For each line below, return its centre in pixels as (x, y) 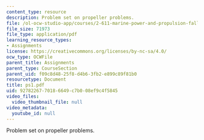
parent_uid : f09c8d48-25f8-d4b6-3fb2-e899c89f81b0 (72, 74)
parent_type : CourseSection (42, 68)
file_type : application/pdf (42, 35)
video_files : (23, 96)
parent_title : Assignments (40, 62)
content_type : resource (36, 12)
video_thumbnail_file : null (47, 102)
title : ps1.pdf (25, 85)
